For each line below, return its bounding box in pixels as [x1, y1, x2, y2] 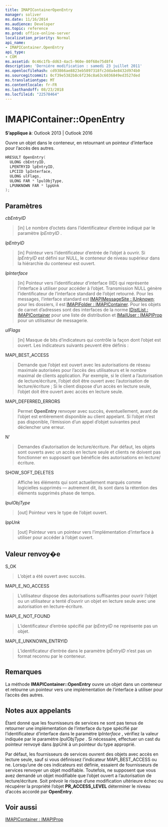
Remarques [5, 668, 42, 676]
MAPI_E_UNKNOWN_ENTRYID [5, 638, 68, 644]
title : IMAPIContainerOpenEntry [5, 7, 73, 13]
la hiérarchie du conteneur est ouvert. [17, 261, 96, 267]
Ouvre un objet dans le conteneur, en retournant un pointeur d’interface [5, 140, 153, 146]
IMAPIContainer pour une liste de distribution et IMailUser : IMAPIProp [17, 312, 162, 318]
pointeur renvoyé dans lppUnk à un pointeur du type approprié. [5, 741, 136, 747]
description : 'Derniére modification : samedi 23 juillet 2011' [5, 63, 142, 69]
